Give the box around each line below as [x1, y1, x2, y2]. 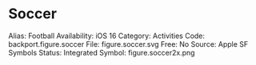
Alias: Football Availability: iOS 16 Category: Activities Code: [8, 31, 206, 40]
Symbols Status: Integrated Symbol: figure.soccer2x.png [8, 48, 195, 57]
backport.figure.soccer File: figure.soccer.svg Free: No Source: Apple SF [8, 39, 249, 48]
